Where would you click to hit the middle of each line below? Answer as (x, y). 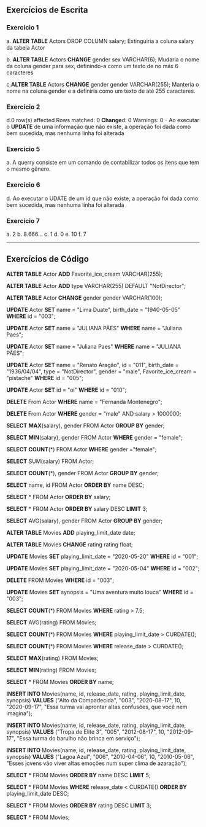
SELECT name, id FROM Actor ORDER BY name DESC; (75, 485)
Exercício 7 (23, 220)
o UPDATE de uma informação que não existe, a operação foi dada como (99, 126)
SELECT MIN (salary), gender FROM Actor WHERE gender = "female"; (94, 437)
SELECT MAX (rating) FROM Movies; (53, 658)
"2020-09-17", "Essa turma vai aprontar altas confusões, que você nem (97, 707)
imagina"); (19, 713)
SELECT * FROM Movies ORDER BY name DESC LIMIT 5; (79, 775)
